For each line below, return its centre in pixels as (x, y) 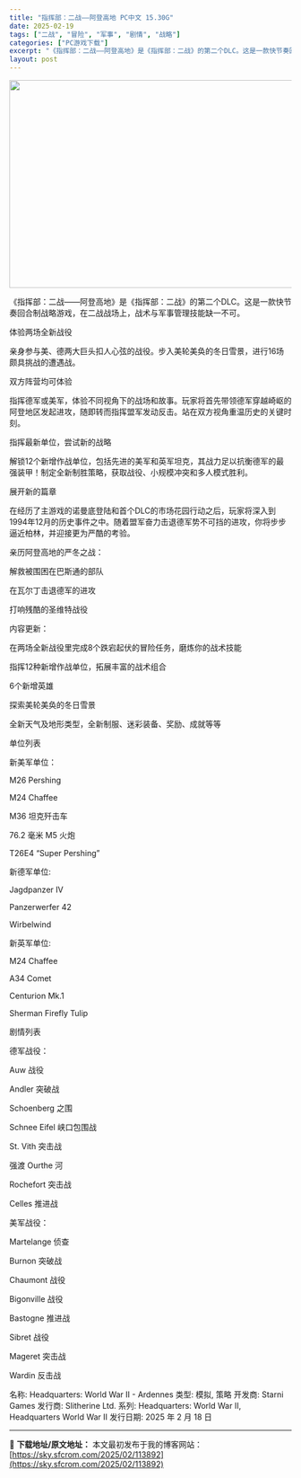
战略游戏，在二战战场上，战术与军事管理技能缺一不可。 (142, 313)
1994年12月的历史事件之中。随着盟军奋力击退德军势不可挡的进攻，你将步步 (148, 522)
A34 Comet (30, 978)
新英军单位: (30, 943)
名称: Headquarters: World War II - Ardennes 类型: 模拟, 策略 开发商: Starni (146, 1394)
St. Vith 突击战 (36, 1146)
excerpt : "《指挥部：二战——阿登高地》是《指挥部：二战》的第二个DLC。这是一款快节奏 (149, 51)
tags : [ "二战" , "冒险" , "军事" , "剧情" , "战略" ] (95, 34)
